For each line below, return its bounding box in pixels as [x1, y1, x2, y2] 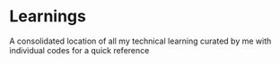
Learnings [9, 6, 87, 27]
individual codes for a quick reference [9, 44, 150, 55]
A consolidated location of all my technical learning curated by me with [9, 36, 272, 46]
